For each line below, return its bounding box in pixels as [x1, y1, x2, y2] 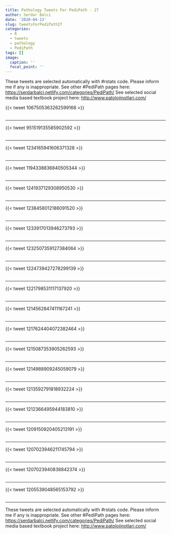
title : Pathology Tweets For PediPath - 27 [5, 7, 99, 13]
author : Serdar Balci [5, 12, 51, 17]
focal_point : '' [10, 64, 44, 69]
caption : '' [10, 60, 36, 65]
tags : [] [5, 50, 24, 55]
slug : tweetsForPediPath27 [5, 21, 63, 27]
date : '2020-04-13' [5, 17, 47, 22]
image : [5, 55, 19, 60]
